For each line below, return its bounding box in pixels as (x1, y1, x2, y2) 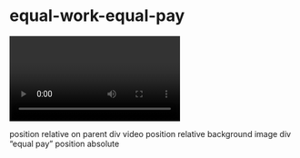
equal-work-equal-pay (9, 5, 185, 26)
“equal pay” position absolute (9, 138, 120, 149)
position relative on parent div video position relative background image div (9, 128, 292, 139)
